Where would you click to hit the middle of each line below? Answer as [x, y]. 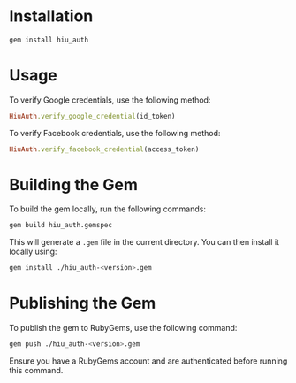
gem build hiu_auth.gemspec [61, 226]
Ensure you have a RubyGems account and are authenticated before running [148, 361]
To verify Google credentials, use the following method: [110, 100]
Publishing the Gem [83, 303]
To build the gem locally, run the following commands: [107, 209]
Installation [51, 16]
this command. [36, 370]
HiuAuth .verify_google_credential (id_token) [92, 116]
